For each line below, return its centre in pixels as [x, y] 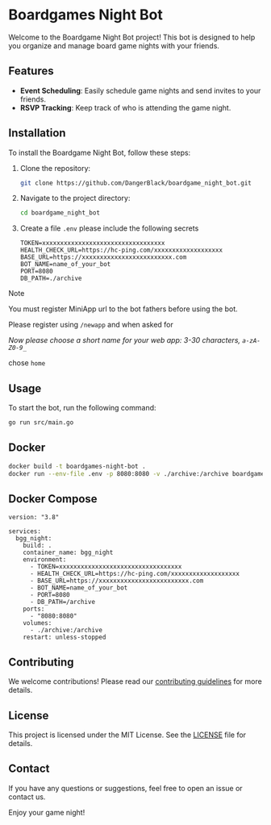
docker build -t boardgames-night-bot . [77, 466]
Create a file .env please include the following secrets [109, 228]
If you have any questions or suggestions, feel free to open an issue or [126, 788]
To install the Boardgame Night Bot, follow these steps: [100, 152]
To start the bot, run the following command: [82, 408]
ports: [34, 609]
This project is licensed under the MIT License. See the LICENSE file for [127, 735]
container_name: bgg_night [68, 553]
